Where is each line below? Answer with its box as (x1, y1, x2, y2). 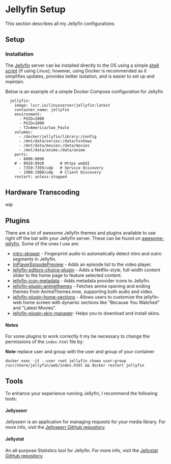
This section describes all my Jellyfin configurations (5, 20, 115, 27)
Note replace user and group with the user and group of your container (5, 349, 155, 355)
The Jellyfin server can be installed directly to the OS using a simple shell (5, 62, 159, 68)
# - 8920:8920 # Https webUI (14, 161, 90, 166)
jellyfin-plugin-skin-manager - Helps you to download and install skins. (12, 310, 160, 316)
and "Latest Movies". (12, 305, 57, 311)
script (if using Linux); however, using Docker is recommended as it (5, 67, 147, 74)
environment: (14, 111, 42, 117)
